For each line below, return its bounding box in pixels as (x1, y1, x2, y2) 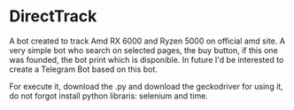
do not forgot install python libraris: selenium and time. (9, 90, 208, 101)
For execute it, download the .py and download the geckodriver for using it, (9, 81, 283, 91)
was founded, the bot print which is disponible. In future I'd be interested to (9, 54, 284, 65)
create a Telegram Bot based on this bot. (9, 64, 158, 75)
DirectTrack (9, 6, 97, 27)
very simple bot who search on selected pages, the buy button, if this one (9, 44, 279, 55)
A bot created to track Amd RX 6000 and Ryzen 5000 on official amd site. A (9, 35, 286, 46)
